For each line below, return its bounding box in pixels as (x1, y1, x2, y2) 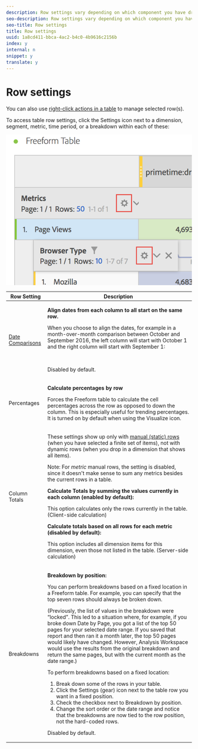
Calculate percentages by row (47, 384, 123, 392)
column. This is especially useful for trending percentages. (47, 408, 190, 416)
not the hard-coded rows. (55, 718, 119, 725)
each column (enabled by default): (47, 493, 134, 501)
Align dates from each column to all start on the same (47, 306, 183, 313)
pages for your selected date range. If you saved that (47, 626, 176, 633)
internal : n (6, 47, 35, 53)
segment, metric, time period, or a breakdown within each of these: (6, 123, 170, 130)
